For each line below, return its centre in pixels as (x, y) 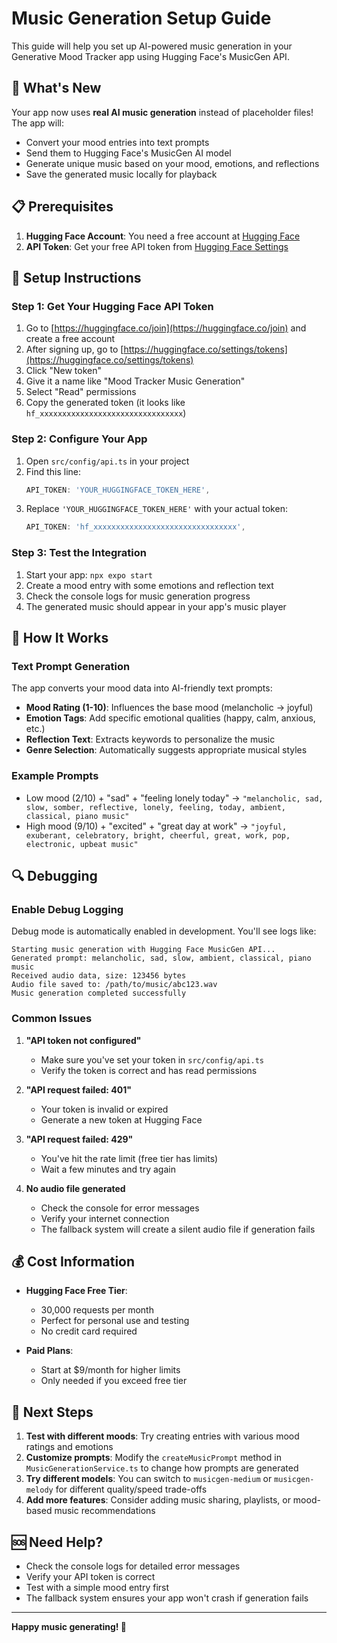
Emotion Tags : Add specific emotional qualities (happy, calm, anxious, (170, 718)
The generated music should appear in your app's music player (156, 606)
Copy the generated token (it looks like (105, 403)
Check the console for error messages (120, 1208)
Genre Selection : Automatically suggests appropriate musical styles (166, 750)
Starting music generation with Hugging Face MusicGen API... (143, 950)
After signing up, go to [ (74, 349)
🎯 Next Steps (52, 1412)
